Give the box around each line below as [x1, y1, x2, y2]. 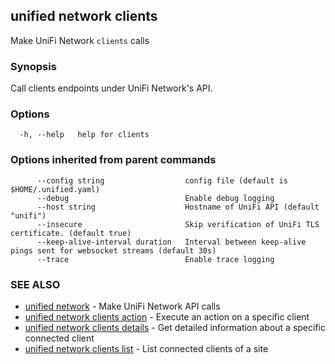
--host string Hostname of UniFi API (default [36, 202, 320, 212]
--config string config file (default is [36, 175, 288, 186]
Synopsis [10, 59, 57, 73]
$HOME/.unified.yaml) [10, 184, 101, 194]
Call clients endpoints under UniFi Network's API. [10, 82, 213, 94]
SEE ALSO [10, 277, 61, 291]
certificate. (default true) [10, 228, 132, 238]
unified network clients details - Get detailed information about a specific [24, 322, 326, 333]
